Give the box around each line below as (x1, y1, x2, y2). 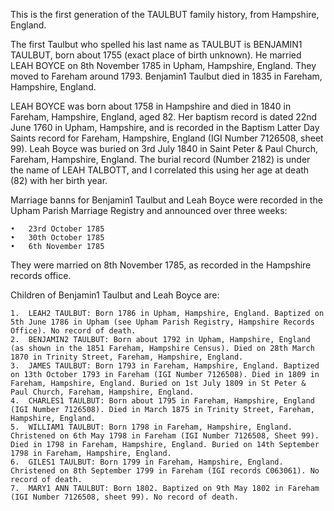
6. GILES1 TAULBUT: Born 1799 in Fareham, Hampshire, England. (10, 457, 284, 467)
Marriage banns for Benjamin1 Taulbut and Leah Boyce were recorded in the (10, 194, 323, 206)
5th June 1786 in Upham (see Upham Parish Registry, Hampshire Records (10, 317, 315, 327)
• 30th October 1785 (10, 233, 105, 243)
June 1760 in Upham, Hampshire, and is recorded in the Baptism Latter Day (10, 122, 320, 133)
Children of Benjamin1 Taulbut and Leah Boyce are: (10, 289, 220, 301)
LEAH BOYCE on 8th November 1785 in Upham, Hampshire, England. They (10, 60, 317, 71)
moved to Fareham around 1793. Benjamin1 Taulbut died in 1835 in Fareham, (10, 70, 323, 82)
